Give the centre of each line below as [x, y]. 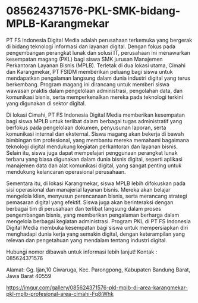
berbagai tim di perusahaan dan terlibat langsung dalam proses [84, 208]
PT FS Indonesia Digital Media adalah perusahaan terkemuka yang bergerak [99, 40]
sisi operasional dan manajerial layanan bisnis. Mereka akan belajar [88, 189]
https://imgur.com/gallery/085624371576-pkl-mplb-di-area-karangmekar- [97, 288]
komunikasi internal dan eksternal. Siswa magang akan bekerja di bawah [95, 134]
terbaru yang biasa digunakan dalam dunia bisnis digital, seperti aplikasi [94, 159]
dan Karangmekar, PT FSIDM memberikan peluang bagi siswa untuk [89, 71]
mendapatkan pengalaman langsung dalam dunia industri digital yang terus [98, 78]
